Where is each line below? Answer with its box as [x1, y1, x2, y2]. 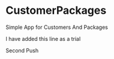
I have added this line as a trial [5, 35, 81, 42]
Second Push [5, 46, 39, 54]
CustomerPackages [5, 4, 107, 17]
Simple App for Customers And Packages [5, 23, 109, 31]
